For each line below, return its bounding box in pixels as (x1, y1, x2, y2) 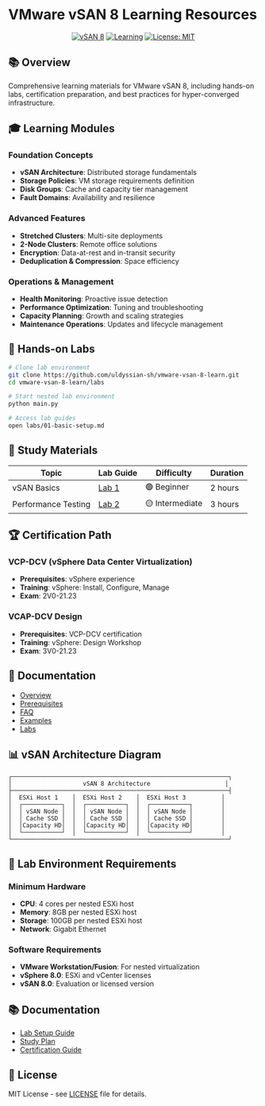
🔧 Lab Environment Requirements (8, 857, 177, 871)
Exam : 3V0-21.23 (19, 646, 77, 655)
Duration (209, 467, 244, 478)
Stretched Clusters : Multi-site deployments (19, 230, 163, 240)
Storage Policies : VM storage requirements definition (19, 176, 195, 186)
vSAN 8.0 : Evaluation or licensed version (19, 979, 155, 988)
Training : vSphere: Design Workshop (19, 637, 141, 647)
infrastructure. (8, 98, 56, 107)
